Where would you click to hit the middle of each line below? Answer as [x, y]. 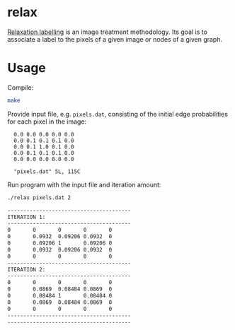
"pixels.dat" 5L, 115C [47, 171]
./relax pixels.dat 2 [39, 198]
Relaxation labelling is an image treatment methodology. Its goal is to [107, 32]
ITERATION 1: [27, 217]
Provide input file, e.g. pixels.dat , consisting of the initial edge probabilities [118, 114]
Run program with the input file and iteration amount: [84, 184]
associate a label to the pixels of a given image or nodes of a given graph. [115, 39]
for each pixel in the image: [47, 122]
